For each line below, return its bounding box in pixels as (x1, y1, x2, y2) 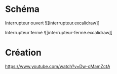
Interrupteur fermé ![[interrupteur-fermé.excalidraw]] (5, 29, 113, 35)
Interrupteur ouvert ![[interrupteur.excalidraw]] (5, 20, 100, 26)
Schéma (5, 3, 39, 15)
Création (5, 47, 42, 58)
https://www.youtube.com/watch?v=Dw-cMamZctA (5, 63, 111, 69)
